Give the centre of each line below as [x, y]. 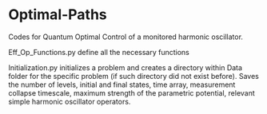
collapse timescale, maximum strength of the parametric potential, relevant [132, 92]
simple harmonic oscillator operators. [70, 101]
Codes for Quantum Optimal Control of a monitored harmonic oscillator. [126, 37]
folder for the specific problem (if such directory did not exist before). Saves [134, 76]
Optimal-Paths [58, 15]
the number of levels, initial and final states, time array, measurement [122, 85]
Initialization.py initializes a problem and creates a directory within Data [125, 67]
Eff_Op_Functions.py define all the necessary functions [99, 52]
